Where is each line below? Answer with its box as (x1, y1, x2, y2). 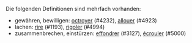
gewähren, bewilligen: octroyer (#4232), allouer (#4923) (14, 17, 157, 24)
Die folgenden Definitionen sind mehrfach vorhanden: (6, 5, 141, 12)
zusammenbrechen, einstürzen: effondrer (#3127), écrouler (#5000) (14, 30, 186, 37)
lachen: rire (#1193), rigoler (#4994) (14, 24, 105, 30)
